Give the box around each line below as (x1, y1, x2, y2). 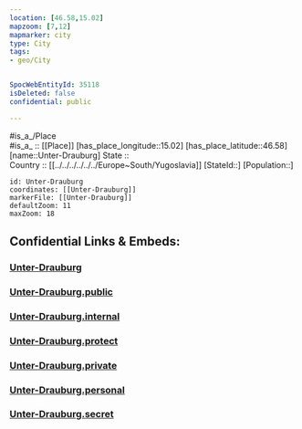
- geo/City (9, 56, 51, 65)
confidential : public (9, 97, 92, 106)
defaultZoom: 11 (9, 201, 71, 210)
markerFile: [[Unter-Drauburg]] (9, 193, 132, 202)
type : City (9, 38, 51, 48)
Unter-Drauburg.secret (9, 408, 114, 421)
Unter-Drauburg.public (9, 285, 114, 298)
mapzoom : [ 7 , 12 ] (9, 22, 71, 31)
